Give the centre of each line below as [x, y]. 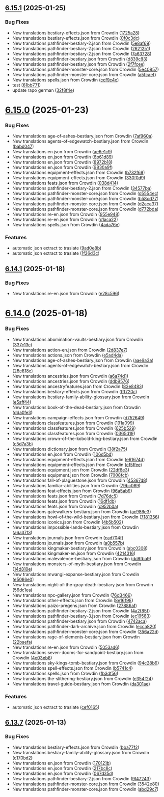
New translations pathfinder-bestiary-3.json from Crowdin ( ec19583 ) [82, 616]
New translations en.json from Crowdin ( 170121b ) [62, 763]
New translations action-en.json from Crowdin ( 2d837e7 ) [70, 350]
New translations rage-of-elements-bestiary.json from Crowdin [76, 637]
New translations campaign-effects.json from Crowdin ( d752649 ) [78, 417]
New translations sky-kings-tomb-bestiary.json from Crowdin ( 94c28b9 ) [86, 663]
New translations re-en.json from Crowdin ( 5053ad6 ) [66, 647]
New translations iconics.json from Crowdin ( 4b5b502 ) [68, 522]
